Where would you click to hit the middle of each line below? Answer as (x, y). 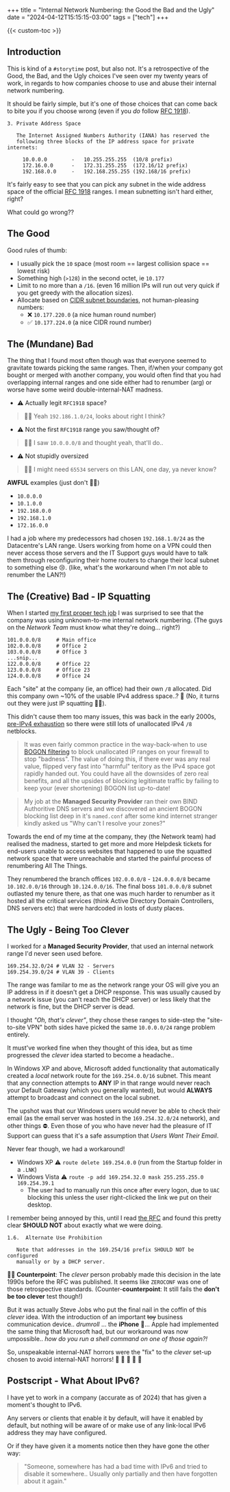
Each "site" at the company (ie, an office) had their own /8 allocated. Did (110, 689)
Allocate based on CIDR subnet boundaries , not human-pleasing (108, 300)
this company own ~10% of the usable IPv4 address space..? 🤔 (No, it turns (113, 696)
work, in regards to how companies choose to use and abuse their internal (112, 83)
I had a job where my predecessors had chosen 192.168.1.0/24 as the (106, 538)
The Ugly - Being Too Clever (68, 929)
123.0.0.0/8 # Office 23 (49, 670)
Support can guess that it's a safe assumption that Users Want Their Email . (113, 1136)
